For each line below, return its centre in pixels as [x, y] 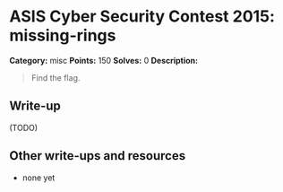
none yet [39, 178]
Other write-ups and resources [98, 156]
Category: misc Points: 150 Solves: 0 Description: [104, 60]
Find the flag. [56, 77]
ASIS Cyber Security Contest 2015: [142, 17]
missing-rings [63, 35]
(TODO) [24, 127]
